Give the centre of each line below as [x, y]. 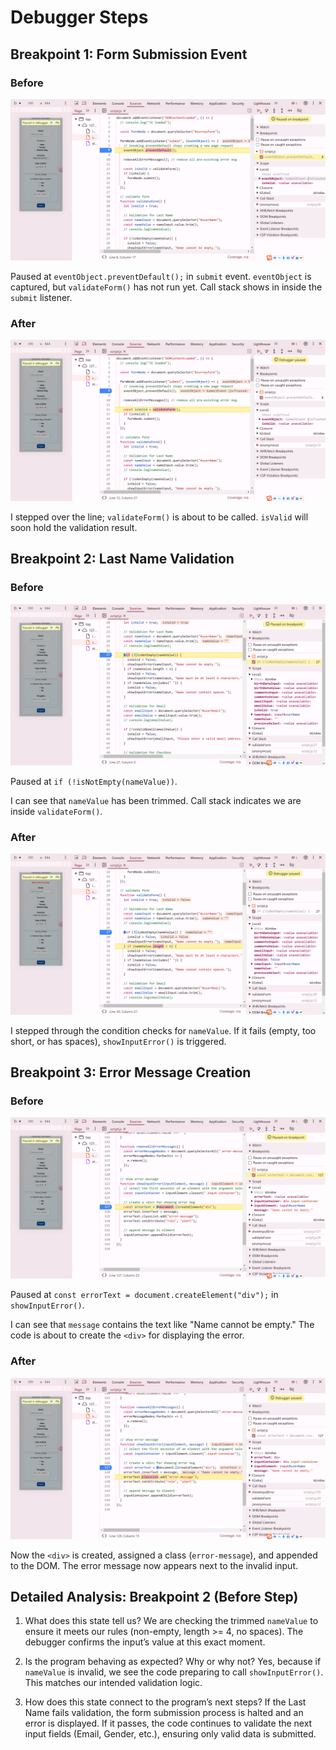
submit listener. [41, 297]
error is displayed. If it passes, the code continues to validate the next [168, 1723]
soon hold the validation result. [74, 527]
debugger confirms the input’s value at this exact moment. [145, 1642]
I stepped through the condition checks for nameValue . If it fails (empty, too [163, 1030]
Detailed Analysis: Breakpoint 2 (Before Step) [154, 1596]
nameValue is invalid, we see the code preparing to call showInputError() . [174, 1672]
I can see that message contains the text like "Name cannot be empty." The [162, 1325]
